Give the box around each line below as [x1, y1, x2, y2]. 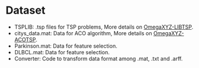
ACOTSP [14, 36, 36, 43]
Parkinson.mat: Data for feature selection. [14, 42, 117, 50]
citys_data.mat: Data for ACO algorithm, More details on [14, 29, 152, 36]
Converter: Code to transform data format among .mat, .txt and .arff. [14, 55, 183, 62]
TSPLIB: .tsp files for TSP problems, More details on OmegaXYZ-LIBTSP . [14, 23, 194, 30]
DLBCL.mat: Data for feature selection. [14, 48, 110, 55]
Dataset [5, 4, 46, 17]
